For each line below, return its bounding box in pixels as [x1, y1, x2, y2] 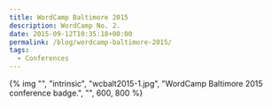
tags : [9, 46, 29, 55]
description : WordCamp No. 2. [9, 21, 121, 30]
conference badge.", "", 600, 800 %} [9, 88, 144, 98]
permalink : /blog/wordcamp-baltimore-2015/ [9, 37, 173, 47]
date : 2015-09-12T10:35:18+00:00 [9, 29, 133, 38]
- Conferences [17, 54, 69, 63]
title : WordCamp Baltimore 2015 [9, 12, 128, 22]
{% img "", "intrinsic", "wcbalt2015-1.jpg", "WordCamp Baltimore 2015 [9, 79, 263, 88]
